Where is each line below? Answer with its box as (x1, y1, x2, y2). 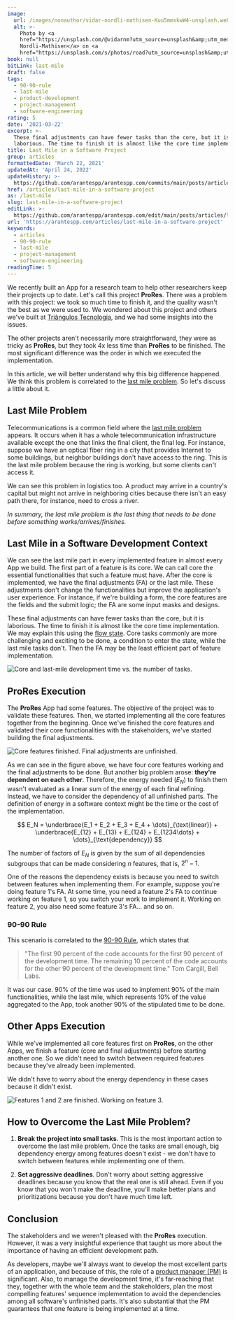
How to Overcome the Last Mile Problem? (7, 1116, 191, 1128)
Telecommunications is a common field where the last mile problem (7, 423, 201, 432)
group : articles (7, 153, 55, 161)
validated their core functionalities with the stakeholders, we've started (7, 726, 212, 734)
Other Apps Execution (7, 1021, 106, 1032)
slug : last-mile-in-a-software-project (7, 199, 124, 206)
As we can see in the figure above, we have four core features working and (7, 760, 224, 769)
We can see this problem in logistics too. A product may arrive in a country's (7, 481, 227, 490)
